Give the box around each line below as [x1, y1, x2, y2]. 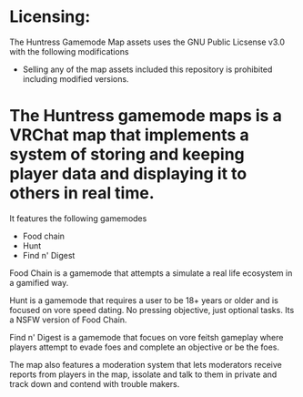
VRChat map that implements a [9, 125, 249, 146]
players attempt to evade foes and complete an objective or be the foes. [9, 341, 280, 352]
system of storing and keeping [9, 144, 246, 165]
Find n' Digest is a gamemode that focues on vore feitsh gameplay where [9, 331, 284, 342]
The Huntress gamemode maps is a [9, 106, 282, 127]
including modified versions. [22, 73, 129, 84]
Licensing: [9, 6, 91, 27]
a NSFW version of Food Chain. [9, 314, 127, 325]
